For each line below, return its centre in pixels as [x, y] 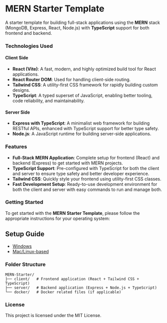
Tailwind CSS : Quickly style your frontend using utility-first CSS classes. [87, 179]
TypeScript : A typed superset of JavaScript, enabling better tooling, [83, 96]
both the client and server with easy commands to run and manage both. [87, 189]
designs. [21, 90]
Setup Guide [25, 234]
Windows [22, 246]
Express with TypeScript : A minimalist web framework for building [81, 123]
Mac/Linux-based [30, 251]
